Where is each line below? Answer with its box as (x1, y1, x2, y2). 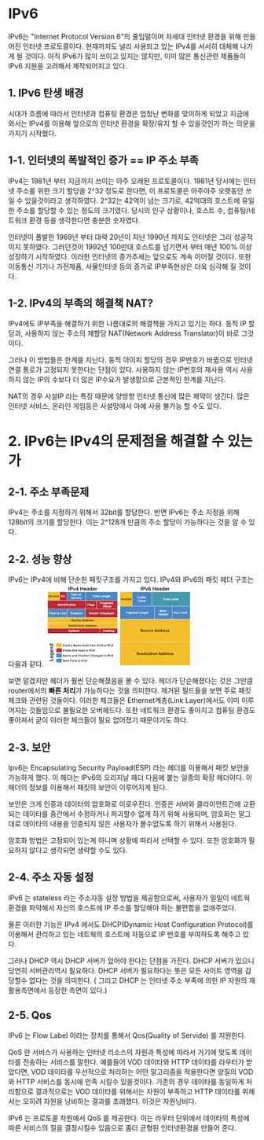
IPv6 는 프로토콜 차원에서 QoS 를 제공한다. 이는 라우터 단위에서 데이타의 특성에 (8, 1113, 250, 1123)
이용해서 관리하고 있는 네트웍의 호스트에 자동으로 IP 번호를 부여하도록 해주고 (8, 929, 241, 939)
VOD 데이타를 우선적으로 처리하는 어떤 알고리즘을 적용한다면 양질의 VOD (31, 1067, 254, 1076)
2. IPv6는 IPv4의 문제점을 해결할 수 (8, 432, 225, 450)
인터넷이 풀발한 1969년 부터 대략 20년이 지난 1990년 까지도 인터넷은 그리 (8, 232, 233, 241)
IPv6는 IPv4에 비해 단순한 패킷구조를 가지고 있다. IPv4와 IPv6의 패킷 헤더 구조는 (8, 575, 254, 584)
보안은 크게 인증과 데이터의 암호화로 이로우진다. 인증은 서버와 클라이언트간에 (8, 800, 241, 808)
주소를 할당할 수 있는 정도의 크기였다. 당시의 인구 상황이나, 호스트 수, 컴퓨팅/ (16, 205, 249, 215)
